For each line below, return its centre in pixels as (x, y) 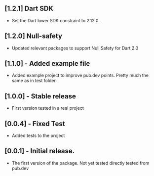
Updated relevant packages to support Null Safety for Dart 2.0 (75, 48)
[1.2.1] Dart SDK (29, 9)
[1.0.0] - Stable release (40, 96)
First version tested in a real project (48, 108)
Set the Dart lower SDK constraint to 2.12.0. (56, 20)
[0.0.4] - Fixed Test (35, 124)
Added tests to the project (38, 135)
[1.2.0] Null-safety (34, 36)
